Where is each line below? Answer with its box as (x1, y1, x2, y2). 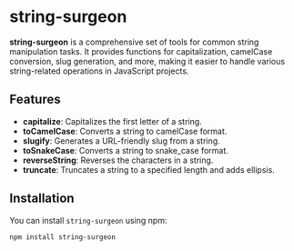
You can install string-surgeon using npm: (9, 215, 167, 226)
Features (9, 92, 61, 107)
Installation (9, 191, 75, 206)
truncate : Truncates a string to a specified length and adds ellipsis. (22, 164, 275, 175)
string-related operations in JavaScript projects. (9, 65, 189, 76)
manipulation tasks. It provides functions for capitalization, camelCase (9, 45, 273, 56)
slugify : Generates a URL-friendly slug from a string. (22, 135, 220, 146)
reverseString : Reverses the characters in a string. (22, 155, 214, 166)
